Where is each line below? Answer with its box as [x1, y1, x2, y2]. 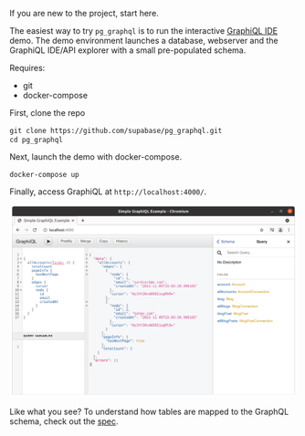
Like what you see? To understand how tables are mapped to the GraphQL [9, 406, 289, 418]
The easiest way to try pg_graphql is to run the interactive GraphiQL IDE [9, 26, 279, 36]
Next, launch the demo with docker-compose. [9, 151, 183, 162]
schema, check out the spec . [9, 416, 119, 427]
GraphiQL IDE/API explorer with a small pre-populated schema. [9, 45, 247, 56]
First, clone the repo [9, 108, 86, 118]
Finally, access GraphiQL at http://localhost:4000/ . [9, 186, 207, 197]
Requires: [9, 63, 46, 73]
